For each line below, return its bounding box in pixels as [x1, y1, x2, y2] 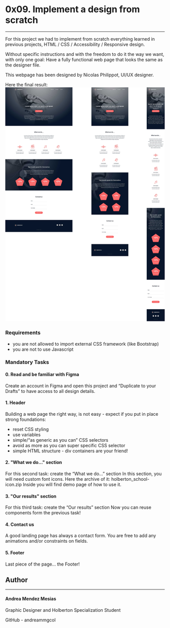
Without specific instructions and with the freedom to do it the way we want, [5, 51, 164, 57]
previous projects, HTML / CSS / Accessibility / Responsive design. [5, 41, 145, 47]
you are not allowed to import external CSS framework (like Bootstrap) [12, 341, 159, 347]
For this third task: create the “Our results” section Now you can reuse [5, 504, 152, 511]
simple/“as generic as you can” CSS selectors [12, 437, 109, 443]
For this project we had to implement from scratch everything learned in [5, 36, 155, 42]
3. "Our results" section [5, 493, 57, 499]
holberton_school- [111, 476, 150, 482]
